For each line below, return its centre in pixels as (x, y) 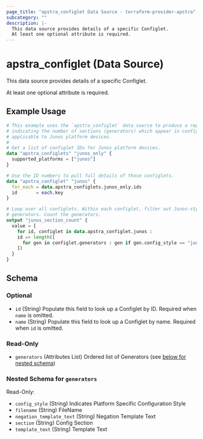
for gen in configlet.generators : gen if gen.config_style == (104, 243)
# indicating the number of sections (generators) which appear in (93, 131)
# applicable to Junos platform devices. (59, 136)
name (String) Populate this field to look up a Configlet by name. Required (105, 321)
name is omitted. (34, 315)
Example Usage (36, 111)
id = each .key (37, 193)
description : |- (27, 23)
